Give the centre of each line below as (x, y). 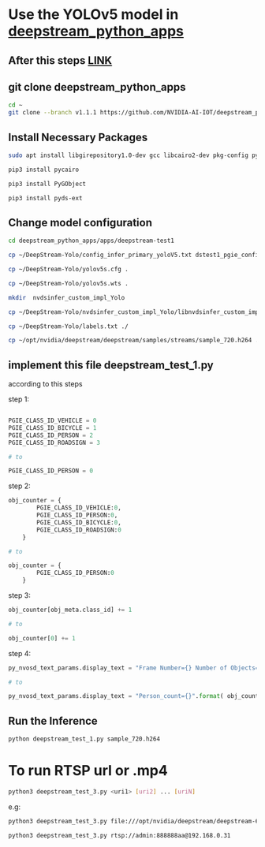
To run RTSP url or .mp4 (88, 771)
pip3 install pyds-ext (45, 198)
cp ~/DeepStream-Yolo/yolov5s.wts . (68, 283)
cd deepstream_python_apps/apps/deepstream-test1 (91, 241)
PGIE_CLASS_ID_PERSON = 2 (50, 435)
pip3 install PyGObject (47, 184)
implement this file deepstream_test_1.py (111, 365)
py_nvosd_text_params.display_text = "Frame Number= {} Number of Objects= (134, 668)
